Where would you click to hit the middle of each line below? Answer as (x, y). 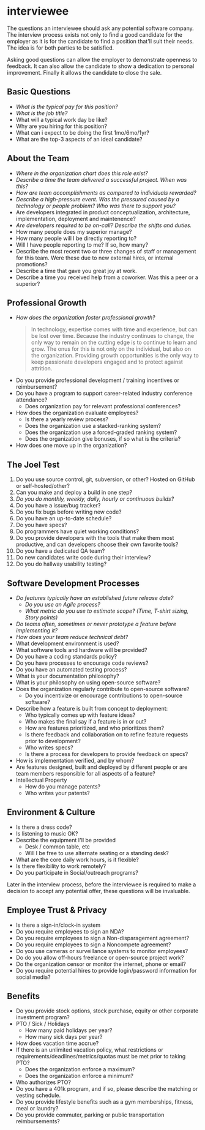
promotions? (32, 264)
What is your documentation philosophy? (67, 676)
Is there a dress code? (44, 827)
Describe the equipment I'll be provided (65, 840)
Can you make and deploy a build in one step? (74, 492)
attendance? (32, 400)
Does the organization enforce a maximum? (80, 1069)
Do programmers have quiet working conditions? (77, 531)
